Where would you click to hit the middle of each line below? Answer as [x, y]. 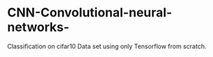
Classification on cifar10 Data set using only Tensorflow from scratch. [107, 46]
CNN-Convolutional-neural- [90, 13]
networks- [38, 27]
